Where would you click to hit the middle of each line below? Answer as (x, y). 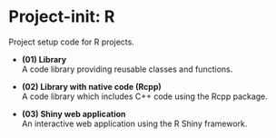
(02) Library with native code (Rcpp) (91, 86)
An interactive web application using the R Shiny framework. (134, 123)
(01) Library (44, 59)
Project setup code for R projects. (72, 42)
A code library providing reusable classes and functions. (127, 69)
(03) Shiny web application (74, 113)
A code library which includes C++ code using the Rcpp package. (145, 96)
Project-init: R (62, 17)
